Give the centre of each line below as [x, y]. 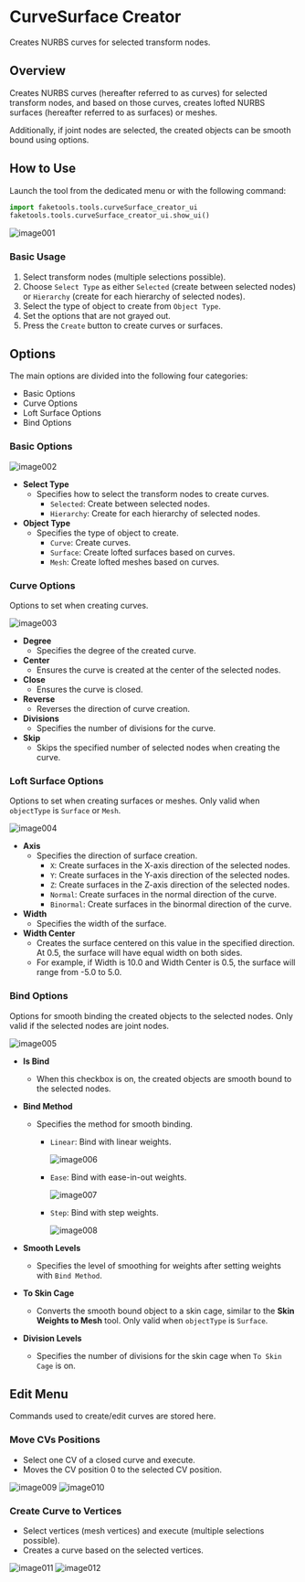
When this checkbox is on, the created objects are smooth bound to [164, 1078]
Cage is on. [56, 1365]
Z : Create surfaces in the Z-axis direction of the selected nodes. [170, 885]
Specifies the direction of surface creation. [117, 855]
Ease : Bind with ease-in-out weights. [118, 1177]
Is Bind [36, 1061]
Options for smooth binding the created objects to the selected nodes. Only [152, 1015]
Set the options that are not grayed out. [96, 315]
